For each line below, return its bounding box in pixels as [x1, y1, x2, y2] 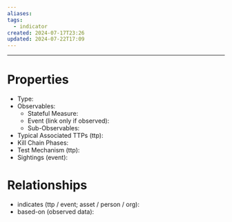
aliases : [7, 10, 32, 17]
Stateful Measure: [27, 110, 79, 118]
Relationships [7, 177, 88, 193]
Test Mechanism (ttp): [17, 146, 80, 154]
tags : [7, 17, 23, 23]
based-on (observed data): [17, 208, 95, 216]
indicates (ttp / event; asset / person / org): [17, 201, 140, 208]
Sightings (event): [17, 153, 68, 162]
